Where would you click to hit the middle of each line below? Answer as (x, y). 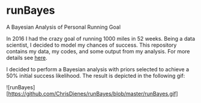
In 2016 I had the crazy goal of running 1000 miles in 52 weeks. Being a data (101, 38)
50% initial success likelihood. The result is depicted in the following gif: (96, 75)
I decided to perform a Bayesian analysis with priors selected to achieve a (98, 69)
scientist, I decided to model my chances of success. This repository (91, 45)
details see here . (27, 57)
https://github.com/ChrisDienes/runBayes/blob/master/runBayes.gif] (93, 93)
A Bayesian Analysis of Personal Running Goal (63, 27)
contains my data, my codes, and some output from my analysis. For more (98, 51)
